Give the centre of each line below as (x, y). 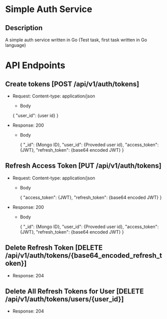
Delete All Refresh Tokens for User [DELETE (74, 292)
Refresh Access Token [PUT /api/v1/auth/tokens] (83, 166)
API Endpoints (35, 66)
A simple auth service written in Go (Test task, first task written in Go (76, 40)
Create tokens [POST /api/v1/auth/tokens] (72, 84)
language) (16, 45)
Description (24, 28)
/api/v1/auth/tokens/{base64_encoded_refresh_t (83, 255)
